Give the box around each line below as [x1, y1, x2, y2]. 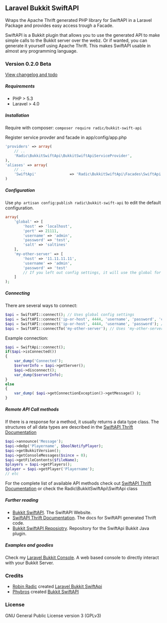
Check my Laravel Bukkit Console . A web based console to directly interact [5, 554, 159, 561]
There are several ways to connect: [5, 303, 78, 309]
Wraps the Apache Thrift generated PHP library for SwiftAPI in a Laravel [5, 17, 152, 23]
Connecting [5, 290, 30, 296]
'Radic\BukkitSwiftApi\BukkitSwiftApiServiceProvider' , [14, 153, 133, 158]
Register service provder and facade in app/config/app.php [5, 134, 127, 141]
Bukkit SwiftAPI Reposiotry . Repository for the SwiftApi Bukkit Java [12, 526, 150, 532]
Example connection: [5, 335, 49, 341]
